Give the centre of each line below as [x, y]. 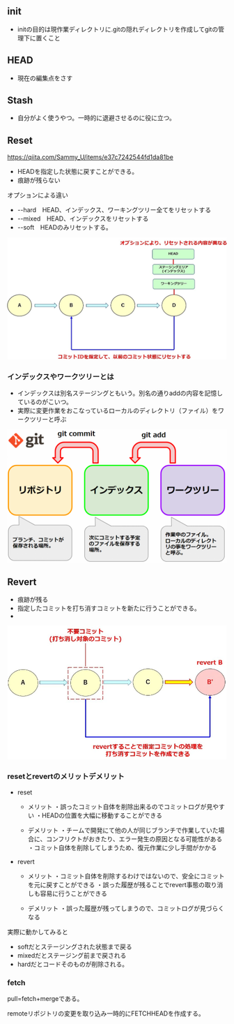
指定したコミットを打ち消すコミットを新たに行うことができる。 [109, 608]
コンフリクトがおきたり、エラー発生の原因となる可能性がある [134, 839]
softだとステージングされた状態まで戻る [75, 947]
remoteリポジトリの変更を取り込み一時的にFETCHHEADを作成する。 [106, 1014]
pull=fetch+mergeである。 [45, 999]
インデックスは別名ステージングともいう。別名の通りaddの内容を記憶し [120, 393]
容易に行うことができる [74, 893]
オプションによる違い [38, 195]
